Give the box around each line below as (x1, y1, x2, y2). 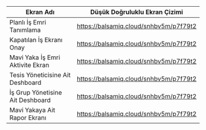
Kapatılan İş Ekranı (9, 36, 63, 44)
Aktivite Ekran (9, 61, 50, 69)
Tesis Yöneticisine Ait (9, 71, 71, 79)
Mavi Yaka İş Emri (9, 53, 60, 62)
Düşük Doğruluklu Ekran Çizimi (90, 8, 183, 16)
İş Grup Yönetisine (9, 88, 63, 96)
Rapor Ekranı (9, 114, 47, 121)
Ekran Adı (25, 8, 55, 16)
